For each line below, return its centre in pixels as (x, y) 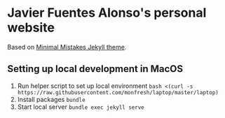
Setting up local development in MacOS (95, 69)
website (31, 28)
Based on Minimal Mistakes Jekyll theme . (67, 47)
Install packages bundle (51, 99)
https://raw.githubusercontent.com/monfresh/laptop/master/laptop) (118, 92)
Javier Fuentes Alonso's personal (107, 13)
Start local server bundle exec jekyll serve (81, 107)
